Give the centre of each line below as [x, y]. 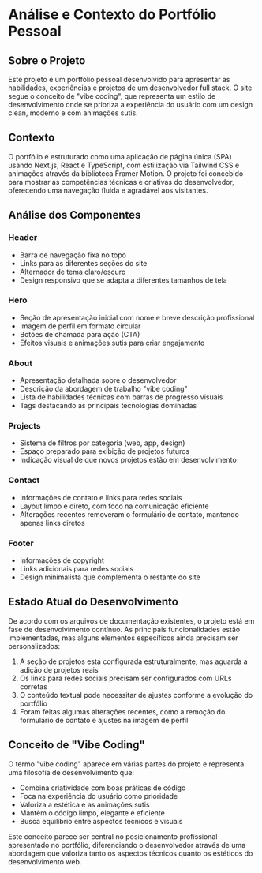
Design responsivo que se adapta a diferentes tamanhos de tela [123, 280]
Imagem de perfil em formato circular [80, 326]
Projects [24, 426]
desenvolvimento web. [45, 861]
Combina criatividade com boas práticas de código [103, 788]
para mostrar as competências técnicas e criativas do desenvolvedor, [121, 182]
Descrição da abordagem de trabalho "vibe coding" [103, 389]
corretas [33, 686]
